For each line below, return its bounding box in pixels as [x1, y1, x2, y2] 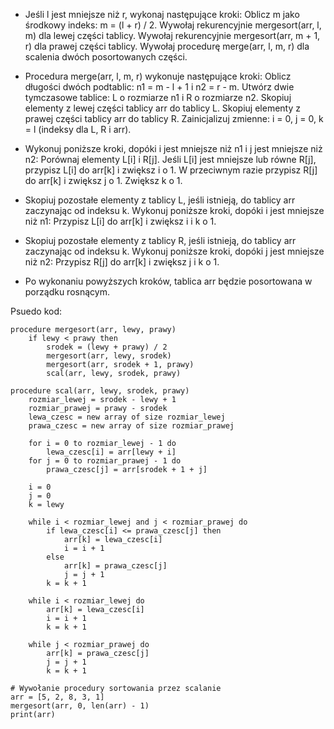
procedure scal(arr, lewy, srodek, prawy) [10, 386, 190, 396]
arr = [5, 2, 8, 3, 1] [10, 692, 105, 702]
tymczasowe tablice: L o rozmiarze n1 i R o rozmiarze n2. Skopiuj [24, 92, 292, 103]
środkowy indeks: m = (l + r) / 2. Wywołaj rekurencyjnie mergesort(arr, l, [24, 19, 322, 31]
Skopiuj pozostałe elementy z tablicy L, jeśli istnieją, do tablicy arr [24, 194, 296, 206]
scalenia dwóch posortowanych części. [24, 51, 188, 63]
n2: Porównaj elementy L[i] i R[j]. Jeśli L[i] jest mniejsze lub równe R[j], [24, 154, 317, 165]
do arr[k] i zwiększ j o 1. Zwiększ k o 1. [24, 175, 183, 186]
